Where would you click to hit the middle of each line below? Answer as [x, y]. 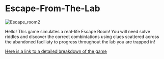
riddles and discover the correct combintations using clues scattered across [82, 37]
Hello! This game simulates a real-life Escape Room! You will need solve [78, 31]
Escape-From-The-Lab [53, 9]
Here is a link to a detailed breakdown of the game [56, 51]
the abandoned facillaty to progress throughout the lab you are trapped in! [80, 41]
